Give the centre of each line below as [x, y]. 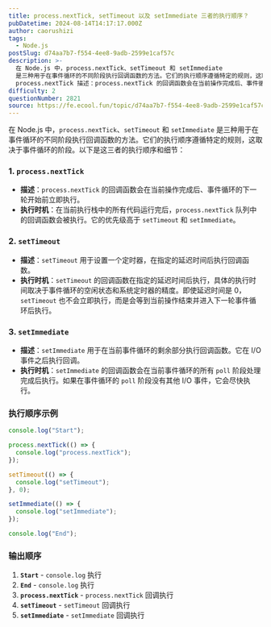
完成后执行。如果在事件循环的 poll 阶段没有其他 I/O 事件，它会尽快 [131, 380]
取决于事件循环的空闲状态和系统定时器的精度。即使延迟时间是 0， [136, 290]
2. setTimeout [34, 241]
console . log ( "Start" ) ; [46, 431]
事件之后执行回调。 [52, 360]
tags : [17, 38]
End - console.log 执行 [57, 585]
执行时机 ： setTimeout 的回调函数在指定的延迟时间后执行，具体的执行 [135, 280]
